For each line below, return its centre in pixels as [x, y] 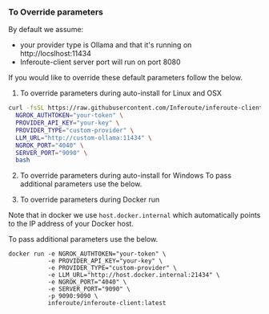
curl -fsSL [26, 108]
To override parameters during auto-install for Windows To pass [126, 176]
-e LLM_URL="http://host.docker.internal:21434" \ [134, 275]
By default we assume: [46, 30]
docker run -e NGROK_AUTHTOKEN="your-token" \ [87, 254]
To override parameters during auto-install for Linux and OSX [120, 93]
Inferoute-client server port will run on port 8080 [100, 62]
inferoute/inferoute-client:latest [107, 304]
